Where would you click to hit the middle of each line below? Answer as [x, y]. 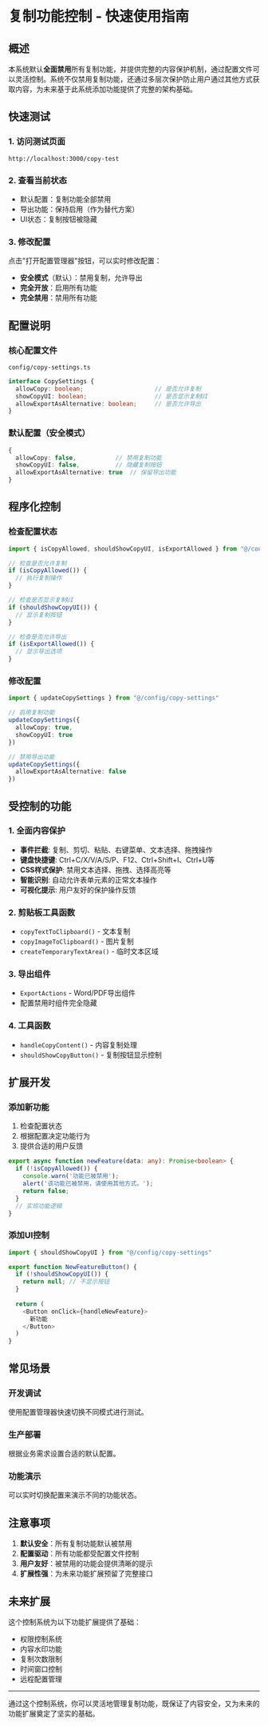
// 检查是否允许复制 [37, 563]
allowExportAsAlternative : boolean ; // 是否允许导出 [108, 404]
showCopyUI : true [44, 735]
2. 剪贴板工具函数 [42, 912]
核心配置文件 [33, 350]
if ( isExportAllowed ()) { [51, 644]
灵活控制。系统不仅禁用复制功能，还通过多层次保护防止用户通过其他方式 [134, 79]
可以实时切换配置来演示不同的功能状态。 [75, 1495]
